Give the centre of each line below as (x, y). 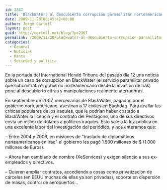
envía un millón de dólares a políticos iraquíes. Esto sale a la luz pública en (81, 122)
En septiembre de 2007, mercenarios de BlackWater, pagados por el (75, 101)
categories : (17, 42)
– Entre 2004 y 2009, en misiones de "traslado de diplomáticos (70, 137)
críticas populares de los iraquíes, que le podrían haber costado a (72, 111)
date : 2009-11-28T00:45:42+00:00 (40, 19)
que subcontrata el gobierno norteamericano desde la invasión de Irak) (78, 86)
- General (20, 47)
